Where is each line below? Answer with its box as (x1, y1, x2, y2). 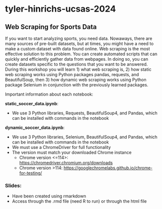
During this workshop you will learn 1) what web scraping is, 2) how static (5, 66, 151, 72)
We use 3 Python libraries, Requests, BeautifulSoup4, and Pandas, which (12, 110, 158, 116)
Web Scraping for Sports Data (5, 23, 97, 31)
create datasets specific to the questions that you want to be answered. (5, 62, 148, 67)
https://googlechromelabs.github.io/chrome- (63, 165, 153, 171)
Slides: (5, 182, 22, 189)
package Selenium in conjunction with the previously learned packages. (5, 82, 148, 88)
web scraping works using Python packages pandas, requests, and (5, 72, 139, 77)
